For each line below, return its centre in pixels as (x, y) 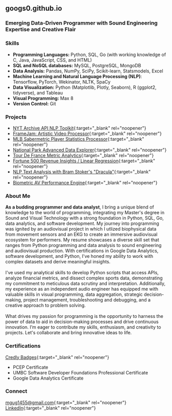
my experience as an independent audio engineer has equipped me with (82, 289)
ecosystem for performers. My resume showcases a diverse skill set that (82, 240)
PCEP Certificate (31, 367)
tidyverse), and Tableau (38, 92)
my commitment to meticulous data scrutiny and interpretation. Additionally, (85, 283)
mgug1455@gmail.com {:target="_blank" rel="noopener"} (66, 402)
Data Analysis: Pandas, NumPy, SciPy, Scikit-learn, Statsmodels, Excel (88, 71)
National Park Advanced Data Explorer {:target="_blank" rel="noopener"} (90, 150)
